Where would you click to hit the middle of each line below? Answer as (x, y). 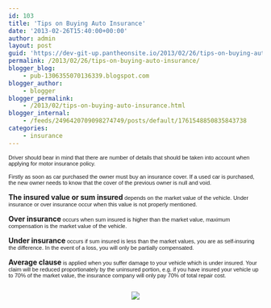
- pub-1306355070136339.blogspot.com (86, 76)
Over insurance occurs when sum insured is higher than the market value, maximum (119, 219)
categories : (28, 128)
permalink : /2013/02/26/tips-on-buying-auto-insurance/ (104, 61)
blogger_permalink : (41, 98)
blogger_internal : (39, 114)
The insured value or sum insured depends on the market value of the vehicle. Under (128, 197)
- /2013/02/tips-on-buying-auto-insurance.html (104, 106)
